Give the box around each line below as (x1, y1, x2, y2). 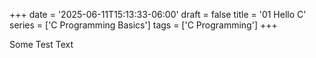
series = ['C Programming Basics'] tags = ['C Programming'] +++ (9, 19, 278, 31)
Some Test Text (9, 39, 74, 50)
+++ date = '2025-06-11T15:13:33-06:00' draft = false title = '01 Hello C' (9, 9, 307, 20)
